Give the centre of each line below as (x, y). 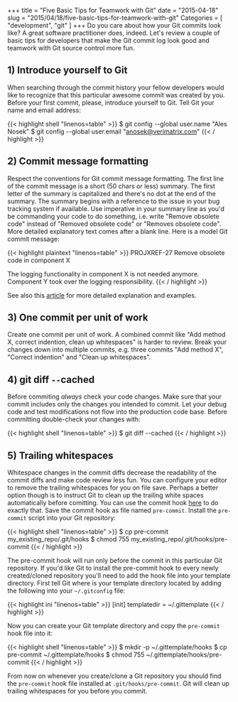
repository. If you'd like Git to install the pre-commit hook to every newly (113, 568)
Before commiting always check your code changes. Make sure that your (115, 396)
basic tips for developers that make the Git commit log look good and (108, 40)
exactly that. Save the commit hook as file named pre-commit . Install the (112, 510)
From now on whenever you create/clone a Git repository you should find (114, 676)
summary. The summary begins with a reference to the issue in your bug (114, 201)
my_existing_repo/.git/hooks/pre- (179, 539)
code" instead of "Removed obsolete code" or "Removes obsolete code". (114, 224)
